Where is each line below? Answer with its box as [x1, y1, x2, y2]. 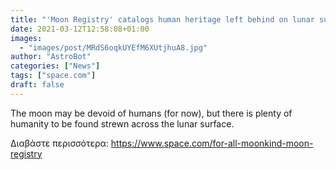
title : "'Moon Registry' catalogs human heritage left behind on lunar [10, 14, 315, 25]
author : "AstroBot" [10, 52, 92, 62]
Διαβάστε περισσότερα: [10, 137, 109, 149]
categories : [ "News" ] [10, 61, 101, 71]
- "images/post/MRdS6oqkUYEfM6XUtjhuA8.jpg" [19, 42, 208, 53]
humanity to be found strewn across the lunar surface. [10, 117, 235, 130]
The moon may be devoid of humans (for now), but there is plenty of [10, 107, 293, 119]
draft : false [10, 80, 65, 90]
